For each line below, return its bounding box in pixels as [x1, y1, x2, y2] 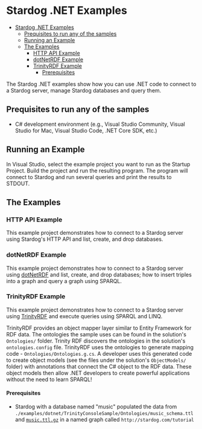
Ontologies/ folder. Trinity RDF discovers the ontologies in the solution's [6, 337, 186, 344]
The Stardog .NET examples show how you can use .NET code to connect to [6, 80, 197, 88]
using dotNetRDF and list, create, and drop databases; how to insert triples [6, 270, 192, 278]
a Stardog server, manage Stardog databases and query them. [6, 87, 162, 94]
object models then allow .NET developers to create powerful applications [6, 369, 190, 376]
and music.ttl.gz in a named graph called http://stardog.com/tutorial [14, 416, 195, 424]
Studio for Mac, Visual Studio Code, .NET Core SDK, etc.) [14, 126, 158, 134]
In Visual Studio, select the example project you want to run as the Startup [6, 160, 191, 168]
